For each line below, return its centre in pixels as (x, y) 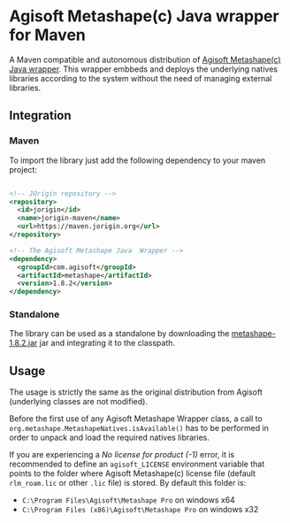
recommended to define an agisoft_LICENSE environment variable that (137, 464)
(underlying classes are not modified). (79, 402)
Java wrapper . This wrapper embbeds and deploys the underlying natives (144, 69)
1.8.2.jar (23, 343)
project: (23, 169)
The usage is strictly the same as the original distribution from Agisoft (136, 392)
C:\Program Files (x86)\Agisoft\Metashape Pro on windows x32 (140, 510)
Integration (41, 115)
